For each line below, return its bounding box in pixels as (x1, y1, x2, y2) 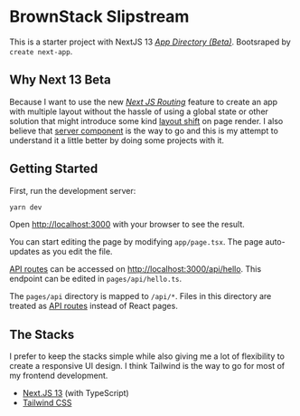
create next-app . (9, 45, 73, 56)
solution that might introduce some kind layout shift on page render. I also (9, 115, 284, 126)
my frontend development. (9, 370, 108, 382)
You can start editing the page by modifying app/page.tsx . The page (9, 237, 264, 247)
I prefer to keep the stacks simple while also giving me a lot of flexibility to (9, 351, 285, 362)
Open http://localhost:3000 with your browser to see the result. (9, 219, 246, 230)
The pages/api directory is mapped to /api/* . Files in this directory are (9, 291, 272, 302)
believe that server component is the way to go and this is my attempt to (9, 125, 278, 136)
